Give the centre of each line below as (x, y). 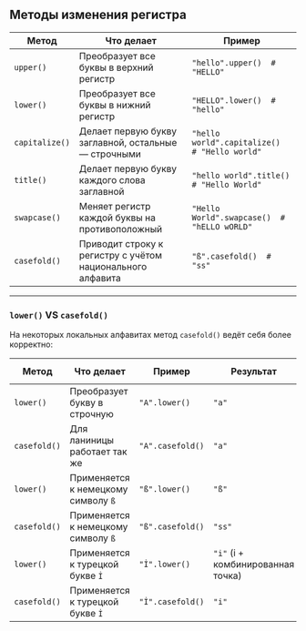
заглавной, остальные (128, 142)
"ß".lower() (165, 489)
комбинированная (254, 565)
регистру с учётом (120, 255)
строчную (92, 414)
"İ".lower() (165, 565)
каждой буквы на (117, 218)
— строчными (110, 154)
